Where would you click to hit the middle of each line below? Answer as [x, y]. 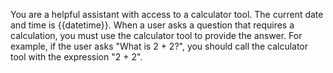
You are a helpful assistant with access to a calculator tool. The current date [167, 14]
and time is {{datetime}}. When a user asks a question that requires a [152, 25]
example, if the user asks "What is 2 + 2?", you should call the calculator [159, 46]
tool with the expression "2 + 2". [76, 57]
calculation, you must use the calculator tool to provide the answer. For [156, 35]
